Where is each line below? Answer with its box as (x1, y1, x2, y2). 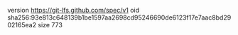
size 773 (38, 21, 63, 29)
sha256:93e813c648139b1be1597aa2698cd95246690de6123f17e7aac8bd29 (7, 13, 232, 22)
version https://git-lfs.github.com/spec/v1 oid (7, 6, 140, 14)
